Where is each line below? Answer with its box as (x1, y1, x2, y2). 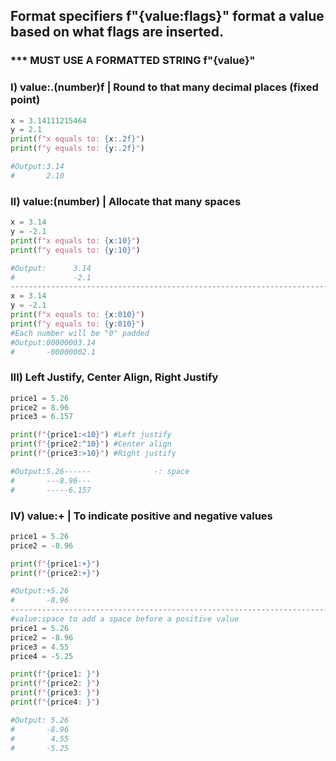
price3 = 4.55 (10, 642, 70, 652)
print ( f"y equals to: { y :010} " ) (10, 319, 145, 329)
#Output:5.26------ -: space (10, 466, 190, 476)
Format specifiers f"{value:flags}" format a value (10, 8, 325, 25)
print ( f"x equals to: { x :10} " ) (10, 235, 141, 246)
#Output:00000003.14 (10, 337, 97, 348)
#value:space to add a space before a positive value (10, 614, 240, 624)
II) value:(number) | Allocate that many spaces (10, 194, 242, 208)
